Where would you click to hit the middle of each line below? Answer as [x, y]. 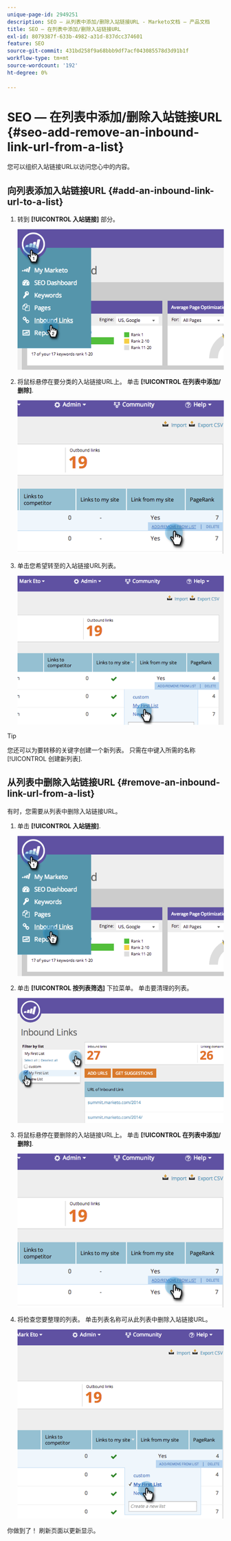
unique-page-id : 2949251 [43, 14]
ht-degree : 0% [27, 72]
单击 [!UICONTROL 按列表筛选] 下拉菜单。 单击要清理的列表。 [105, 988]
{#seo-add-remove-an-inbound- [103, 132]
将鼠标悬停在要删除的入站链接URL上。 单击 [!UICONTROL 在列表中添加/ [119, 1135]
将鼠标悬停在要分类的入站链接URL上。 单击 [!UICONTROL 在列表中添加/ [119, 381]
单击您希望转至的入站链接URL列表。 [68, 566]
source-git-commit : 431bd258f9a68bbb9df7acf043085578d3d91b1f [98, 51]
